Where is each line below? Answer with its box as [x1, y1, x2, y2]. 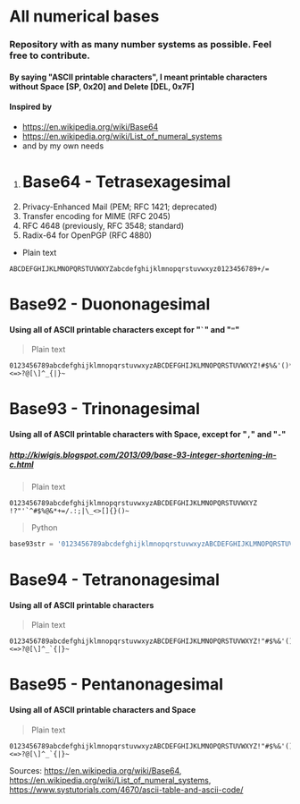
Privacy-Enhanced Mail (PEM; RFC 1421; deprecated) [21, 201, 218, 212]
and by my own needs [21, 140, 104, 151]
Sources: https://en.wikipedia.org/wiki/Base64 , [9, 765, 182, 775]
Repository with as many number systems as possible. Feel [9, 38, 272, 51]
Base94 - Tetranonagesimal [9, 570, 221, 590]
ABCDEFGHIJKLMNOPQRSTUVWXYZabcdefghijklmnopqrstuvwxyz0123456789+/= [9, 264, 270, 274]
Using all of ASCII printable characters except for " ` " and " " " [9, 324, 240, 334]
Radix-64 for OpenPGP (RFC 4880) [21, 230, 153, 241]
